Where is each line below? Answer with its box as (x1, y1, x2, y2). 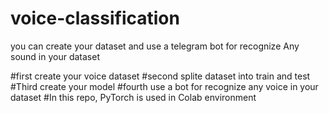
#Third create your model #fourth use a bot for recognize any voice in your (10, 80, 319, 92)
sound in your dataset (10, 50, 100, 62)
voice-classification (10, 7, 180, 30)
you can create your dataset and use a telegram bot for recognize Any (10, 40, 300, 52)
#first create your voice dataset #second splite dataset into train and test (10, 70, 311, 82)
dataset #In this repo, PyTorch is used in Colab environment (10, 91, 257, 103)
